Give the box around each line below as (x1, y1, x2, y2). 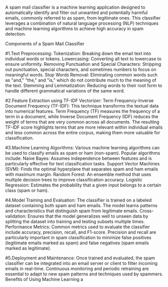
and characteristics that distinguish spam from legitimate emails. (5, 208, 139, 214)
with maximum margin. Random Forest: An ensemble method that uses (5, 171, 151, 177)
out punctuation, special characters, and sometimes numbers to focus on (5, 66, 156, 72)
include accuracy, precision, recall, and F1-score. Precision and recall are (5, 229, 156, 235)
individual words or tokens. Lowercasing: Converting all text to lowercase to (5, 56, 162, 62)
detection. (5, 31, 27, 37)
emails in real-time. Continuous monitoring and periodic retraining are (5, 266, 149, 271)
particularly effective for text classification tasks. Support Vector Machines (5, 161, 160, 166)
